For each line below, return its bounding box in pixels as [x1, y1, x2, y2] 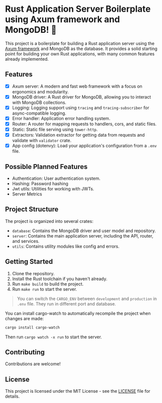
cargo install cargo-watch [5, 325, 60, 330]
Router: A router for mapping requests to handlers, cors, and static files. [12, 121, 157, 127]
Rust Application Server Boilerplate [5, 3, 151, 15]
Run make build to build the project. [12, 281, 84, 287]
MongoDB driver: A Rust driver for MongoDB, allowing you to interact [12, 94, 151, 100]
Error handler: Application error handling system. [12, 115, 111, 121]
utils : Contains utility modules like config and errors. [12, 243, 120, 249]
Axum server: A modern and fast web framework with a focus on [12, 83, 142, 89]
